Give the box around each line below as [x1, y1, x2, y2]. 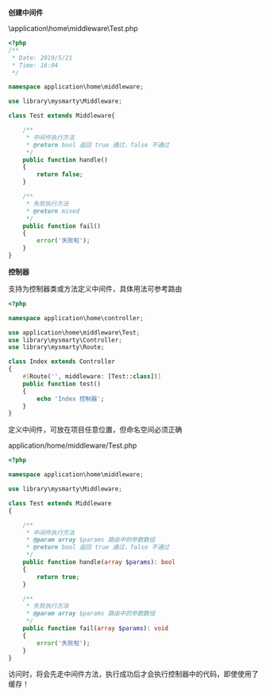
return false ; [37, 170, 83, 178]
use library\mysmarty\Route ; [8, 343, 105, 351]
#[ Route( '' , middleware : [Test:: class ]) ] [22, 373, 161, 381]
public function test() [22, 380, 102, 388]
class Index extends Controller [8, 358, 115, 366]
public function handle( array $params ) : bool [22, 558, 176, 566]
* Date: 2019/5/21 [11, 53, 73, 62]
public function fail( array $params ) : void [22, 624, 169, 632]
